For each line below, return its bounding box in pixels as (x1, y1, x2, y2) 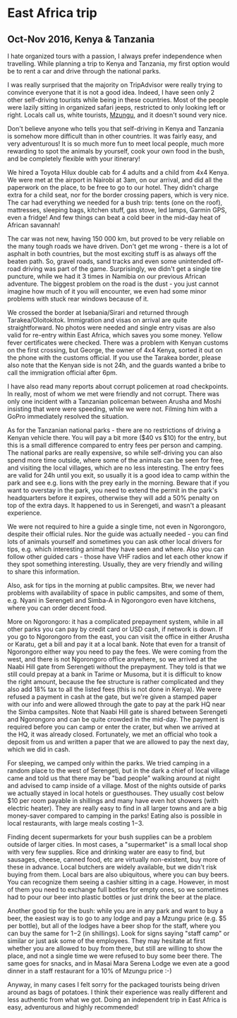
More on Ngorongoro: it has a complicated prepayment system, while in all (7, 618, 224, 625)
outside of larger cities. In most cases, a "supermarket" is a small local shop (7, 840, 228, 848)
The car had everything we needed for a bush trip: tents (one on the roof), (7, 198, 223, 207)
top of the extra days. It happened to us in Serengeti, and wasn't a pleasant (7, 501, 226, 509)
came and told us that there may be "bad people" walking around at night (7, 774, 221, 782)
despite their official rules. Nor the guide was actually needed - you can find (7, 530, 229, 538)
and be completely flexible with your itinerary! (7, 154, 140, 163)
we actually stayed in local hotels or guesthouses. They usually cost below (7, 789, 224, 797)
